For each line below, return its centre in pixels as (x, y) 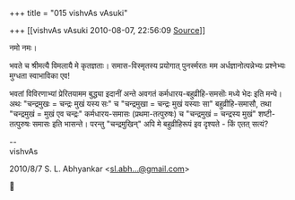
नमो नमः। (23, 48)
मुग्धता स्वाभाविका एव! (39, 76)
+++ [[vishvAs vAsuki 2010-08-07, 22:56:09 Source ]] (108, 30)
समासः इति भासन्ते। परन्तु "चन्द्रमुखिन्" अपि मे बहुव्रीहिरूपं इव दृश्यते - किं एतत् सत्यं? (150, 124)
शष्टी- (267, 114)
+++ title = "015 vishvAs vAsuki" (69, 13)
